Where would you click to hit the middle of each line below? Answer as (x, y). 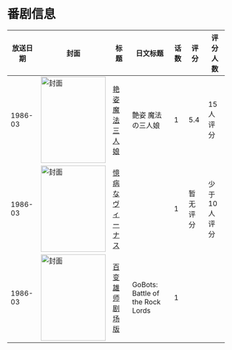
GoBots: (145, 284)
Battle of (146, 293)
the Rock (146, 302)
